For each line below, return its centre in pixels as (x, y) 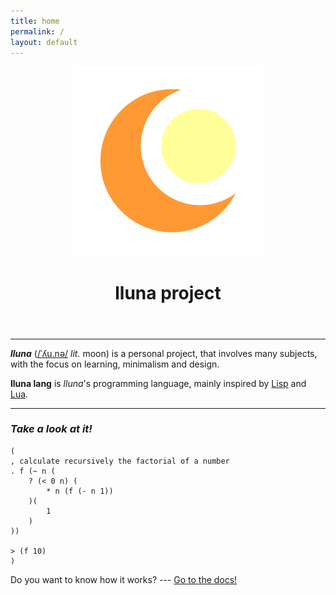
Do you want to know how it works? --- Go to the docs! (124, 579)
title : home (35, 21)
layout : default (44, 42)
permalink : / (37, 31)
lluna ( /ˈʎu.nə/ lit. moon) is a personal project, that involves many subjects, (164, 353)
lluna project (168, 292)
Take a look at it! (51, 429)
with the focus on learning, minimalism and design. (115, 364)
